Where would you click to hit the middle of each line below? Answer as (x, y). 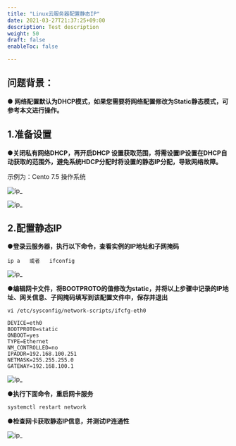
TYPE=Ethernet (28, 342)
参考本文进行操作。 (35, 110)
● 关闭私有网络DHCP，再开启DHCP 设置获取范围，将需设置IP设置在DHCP (114, 153)
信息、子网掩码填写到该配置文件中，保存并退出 (99, 297)
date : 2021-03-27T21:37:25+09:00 (56, 20)
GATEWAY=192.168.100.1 (41, 366)
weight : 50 (23, 33)
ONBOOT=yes (23, 335)
